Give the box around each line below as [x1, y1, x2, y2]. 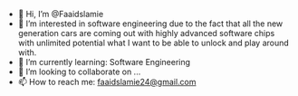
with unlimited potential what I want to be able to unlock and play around [17, 37, 290, 48]
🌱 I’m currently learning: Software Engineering [17, 57, 191, 67]
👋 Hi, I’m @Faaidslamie [17, 9, 104, 19]
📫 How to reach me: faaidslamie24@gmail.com [17, 77, 197, 87]
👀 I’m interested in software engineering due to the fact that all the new [17, 18, 284, 29]
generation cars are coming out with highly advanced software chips [17, 28, 275, 38]
